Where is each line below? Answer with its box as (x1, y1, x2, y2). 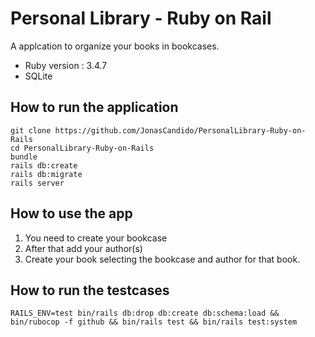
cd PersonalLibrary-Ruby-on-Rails (10, 143, 155, 153)
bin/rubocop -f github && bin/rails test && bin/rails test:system (10, 317, 298, 327)
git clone (10, 125, 52, 136)
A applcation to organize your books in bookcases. (10, 40, 220, 52)
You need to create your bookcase (24, 232, 168, 244)
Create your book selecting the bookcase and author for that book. (24, 253, 301, 265)
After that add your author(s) (24, 242, 143, 254)
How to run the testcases (10, 282, 170, 299)
